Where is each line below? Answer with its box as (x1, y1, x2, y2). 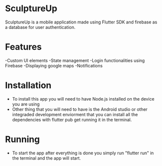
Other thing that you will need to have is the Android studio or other (12, 106, 148, 112)
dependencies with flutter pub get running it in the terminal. (12, 117, 132, 123)
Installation (5, 80, 52, 91)
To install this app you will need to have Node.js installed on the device (12, 96, 155, 102)
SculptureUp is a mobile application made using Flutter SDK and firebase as (5, 19, 158, 25)
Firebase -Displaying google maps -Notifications (5, 62, 103, 68)
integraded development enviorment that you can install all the (12, 111, 138, 117)
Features (5, 41, 42, 53)
